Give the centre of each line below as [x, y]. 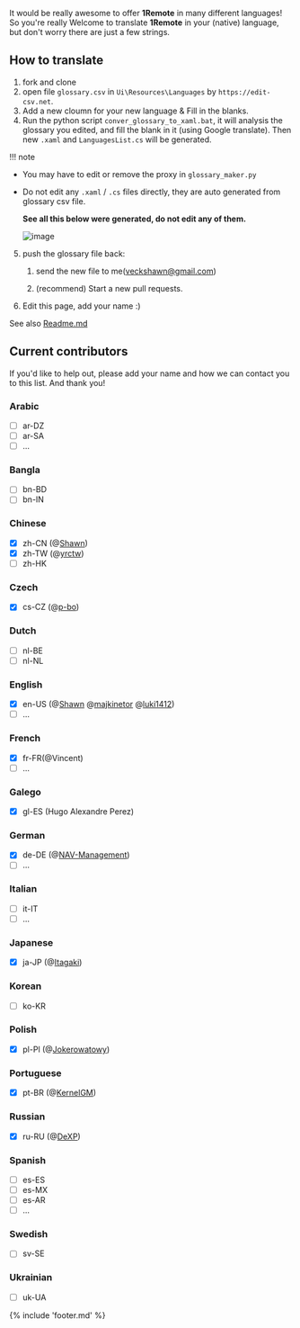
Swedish [29, 1234]
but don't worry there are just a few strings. [90, 32]
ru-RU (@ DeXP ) [51, 1136]
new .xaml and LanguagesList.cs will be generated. [117, 139]
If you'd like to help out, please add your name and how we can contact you [150, 373]
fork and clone [49, 82]
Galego [26, 792]
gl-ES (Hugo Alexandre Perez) [78, 811]
